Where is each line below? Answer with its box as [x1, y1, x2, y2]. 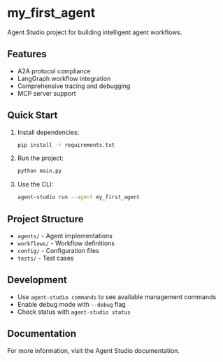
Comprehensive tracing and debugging [17, 82, 131, 90]
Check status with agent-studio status [17, 307, 131, 316]
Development [7, 274, 68, 286]
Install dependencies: [17, 128, 80, 136]
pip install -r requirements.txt [17, 141, 115, 148]
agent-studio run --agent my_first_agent [17, 194, 141, 201]
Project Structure [7, 213, 84, 225]
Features [7, 48, 47, 60]
